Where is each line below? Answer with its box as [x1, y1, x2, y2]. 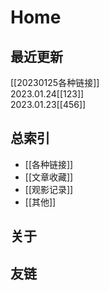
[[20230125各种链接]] [10, 77, 100, 88]
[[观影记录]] [24, 183, 74, 195]
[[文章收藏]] [24, 171, 74, 183]
